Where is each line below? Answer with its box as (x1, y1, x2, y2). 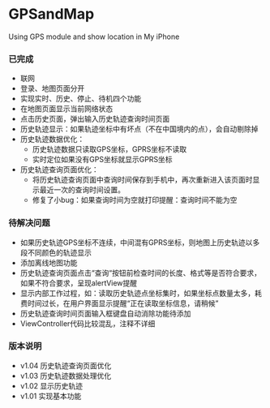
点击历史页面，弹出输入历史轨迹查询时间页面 (19, 114, 170, 124)
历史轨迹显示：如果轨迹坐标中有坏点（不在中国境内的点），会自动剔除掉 (19, 124, 259, 134)
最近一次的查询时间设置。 (39, 185, 126, 195)
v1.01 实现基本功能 (19, 391, 82, 401)
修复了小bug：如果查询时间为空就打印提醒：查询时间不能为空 (32, 195, 238, 205)
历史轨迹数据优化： (19, 135, 85, 144)
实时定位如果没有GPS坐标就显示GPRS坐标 (32, 155, 173, 165)
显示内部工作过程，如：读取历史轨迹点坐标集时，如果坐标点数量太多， (19, 288, 255, 298)
